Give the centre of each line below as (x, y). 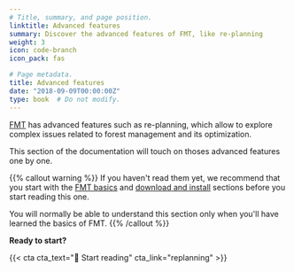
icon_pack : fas (37, 58)
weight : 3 (27, 42)
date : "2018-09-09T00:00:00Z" (65, 91)
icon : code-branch (43, 51)
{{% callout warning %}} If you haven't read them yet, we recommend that (145, 177)
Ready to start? (38, 240)
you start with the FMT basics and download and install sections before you (147, 187)
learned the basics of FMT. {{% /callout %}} (89, 223)
